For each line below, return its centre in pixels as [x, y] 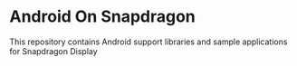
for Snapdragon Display [53, 51]
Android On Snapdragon [103, 17]
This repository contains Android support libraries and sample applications [148, 42]
